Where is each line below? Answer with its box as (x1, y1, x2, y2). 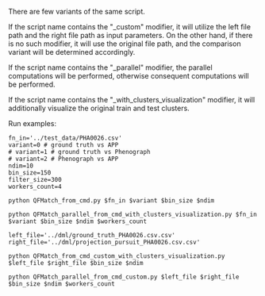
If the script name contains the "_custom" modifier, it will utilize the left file (8, 22, 252, 31)
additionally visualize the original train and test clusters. (8, 103, 190, 113)
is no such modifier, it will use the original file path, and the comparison (8, 39, 241, 48)
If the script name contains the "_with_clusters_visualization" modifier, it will (8, 95, 255, 104)
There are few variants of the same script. (8, 7, 145, 16)
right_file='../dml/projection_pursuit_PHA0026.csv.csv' (8, 238, 201, 246)
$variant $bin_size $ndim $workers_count (8, 217, 148, 225)
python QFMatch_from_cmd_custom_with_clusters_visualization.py (8, 252, 225, 260)
